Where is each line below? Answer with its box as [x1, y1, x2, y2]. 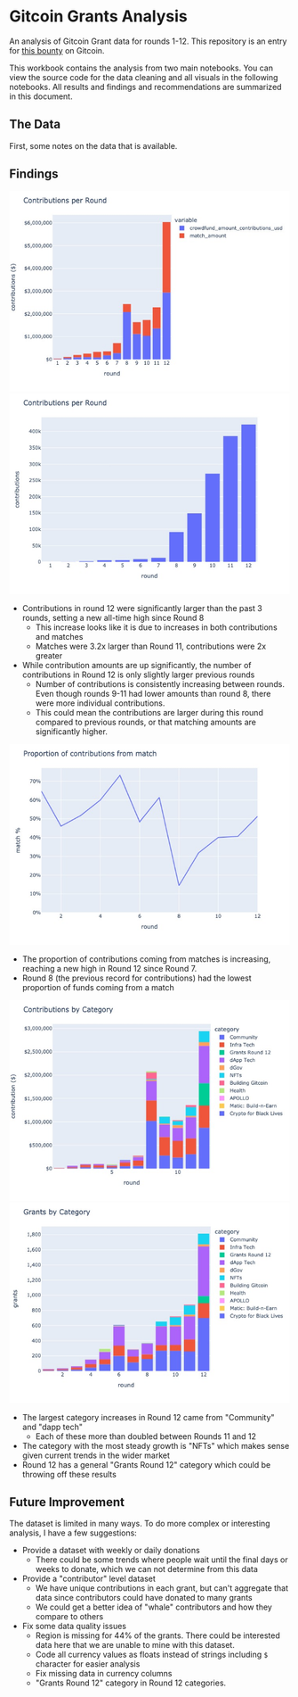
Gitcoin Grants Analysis [9, 6, 189, 27]
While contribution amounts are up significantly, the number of [21, 659, 252, 670]
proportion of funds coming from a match [21, 981, 175, 992]
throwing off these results [21, 1469, 117, 1479]
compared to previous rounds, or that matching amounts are [35, 716, 256, 727]
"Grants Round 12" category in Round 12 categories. [35, 1677, 227, 1688]
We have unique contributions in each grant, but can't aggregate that [35, 1583, 289, 1594]
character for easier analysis [35, 1659, 141, 1669]
